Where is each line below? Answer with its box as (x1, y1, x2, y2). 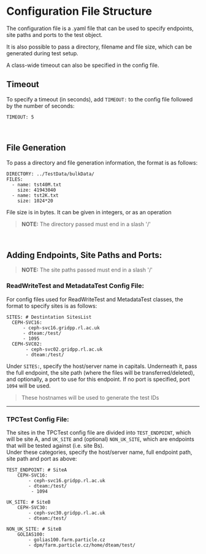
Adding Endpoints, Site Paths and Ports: (6, 250, 162, 260)
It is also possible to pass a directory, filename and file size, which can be (6, 43, 192, 50)
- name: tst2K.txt (12, 192, 59, 198)
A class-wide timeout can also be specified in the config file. (6, 61, 159, 69)
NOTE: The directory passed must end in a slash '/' (21, 220, 151, 228)
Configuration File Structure (6, 4, 152, 18)
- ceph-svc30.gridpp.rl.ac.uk (28, 510, 105, 516)
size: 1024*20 (17, 198, 53, 204)
